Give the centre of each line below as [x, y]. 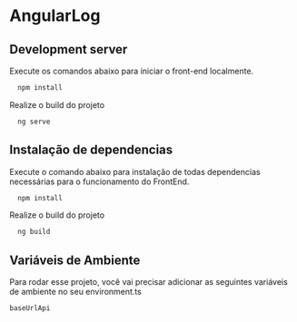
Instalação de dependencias [91, 150]
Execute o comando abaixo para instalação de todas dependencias [135, 171]
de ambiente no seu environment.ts [76, 292]
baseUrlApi [30, 308]
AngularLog [55, 16]
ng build [34, 232]
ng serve [34, 122]
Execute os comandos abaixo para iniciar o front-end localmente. [132, 71]
